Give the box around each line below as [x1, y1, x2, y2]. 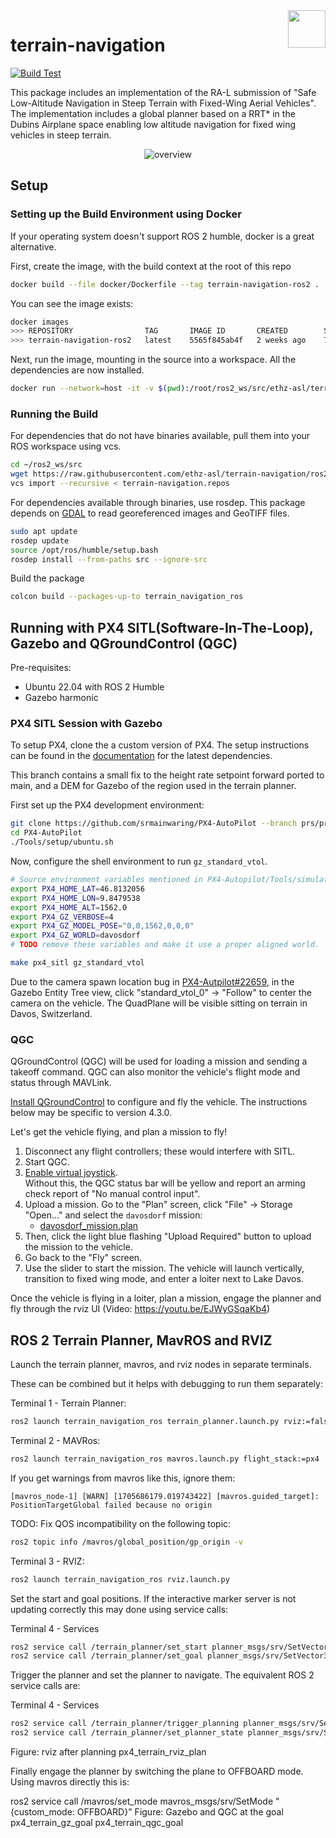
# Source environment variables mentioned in [10, 875, 203, 885]
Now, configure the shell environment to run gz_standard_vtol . [10, 855, 268, 868]
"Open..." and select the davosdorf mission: [24, 1209, 203, 1221]
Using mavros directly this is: [10, 1776, 130, 1788]
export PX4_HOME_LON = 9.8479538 [10, 893, 141, 903]
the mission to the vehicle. [24, 1241, 133, 1253]
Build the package [10, 572, 85, 584]
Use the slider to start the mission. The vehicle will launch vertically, [24, 1262, 305, 1274]
